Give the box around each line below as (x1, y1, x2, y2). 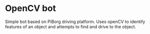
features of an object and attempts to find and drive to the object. (5, 23, 136, 29)
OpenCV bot (5, 3, 56, 14)
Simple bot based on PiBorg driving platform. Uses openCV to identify (5, 19, 145, 24)
